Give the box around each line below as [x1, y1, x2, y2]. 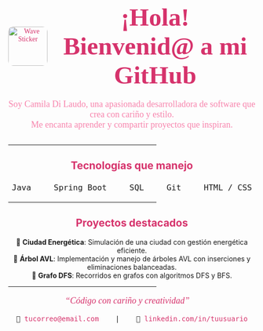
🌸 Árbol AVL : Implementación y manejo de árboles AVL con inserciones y [13, 253, 251, 264]
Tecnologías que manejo [70, 159, 194, 173]
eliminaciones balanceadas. [86, 262, 177, 271]
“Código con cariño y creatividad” [65, 295, 190, 306]
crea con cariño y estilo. [89, 109, 174, 119]
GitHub [113, 60, 197, 89]
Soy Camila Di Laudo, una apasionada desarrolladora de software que [8, 99, 256, 109]
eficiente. [116, 246, 148, 255]
